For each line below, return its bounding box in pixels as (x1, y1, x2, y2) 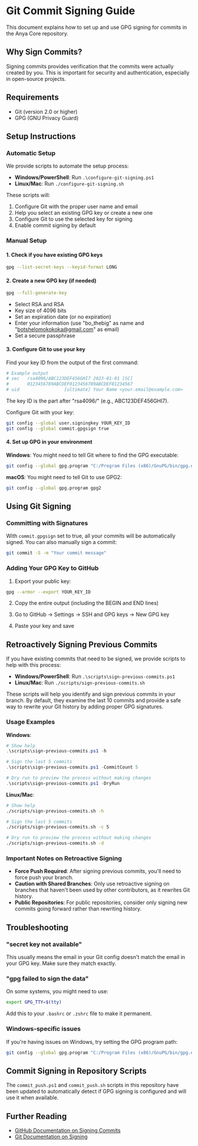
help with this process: (6, 662, 61, 669)
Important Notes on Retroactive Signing (6, 854, 122, 862)
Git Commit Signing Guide (6, 4, 136, 18)
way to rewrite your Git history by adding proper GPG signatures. (6, 703, 164, 710)
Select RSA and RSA (14, 301, 64, 308)
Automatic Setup (6, 149, 56, 157)
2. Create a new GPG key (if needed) (6, 277, 97, 284)
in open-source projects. (6, 75, 67, 82)
